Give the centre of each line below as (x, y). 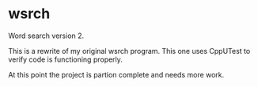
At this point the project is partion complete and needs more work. (116, 74)
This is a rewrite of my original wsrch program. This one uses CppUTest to (129, 51)
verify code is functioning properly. (65, 59)
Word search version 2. (46, 36)
